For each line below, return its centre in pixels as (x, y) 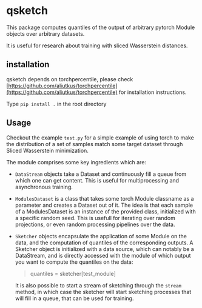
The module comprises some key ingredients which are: (76, 162)
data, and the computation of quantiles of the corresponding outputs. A (104, 243)
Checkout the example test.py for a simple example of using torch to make (100, 138)
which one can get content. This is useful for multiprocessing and (97, 180)
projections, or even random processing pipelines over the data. (95, 224)
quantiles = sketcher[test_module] (73, 273)
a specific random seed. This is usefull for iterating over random (95, 218)
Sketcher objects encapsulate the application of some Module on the (101, 236)
